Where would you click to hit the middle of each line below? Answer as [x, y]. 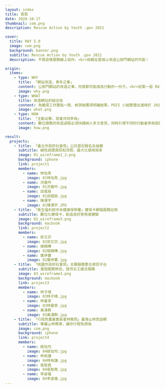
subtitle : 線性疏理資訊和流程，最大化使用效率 [60, 150]
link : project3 [34, 283]
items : [16, 73]
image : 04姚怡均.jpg [47, 351]
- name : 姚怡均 [37, 347]
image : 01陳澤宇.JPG [47, 205]
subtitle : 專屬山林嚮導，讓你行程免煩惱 [55, 324]
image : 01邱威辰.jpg [47, 196]
